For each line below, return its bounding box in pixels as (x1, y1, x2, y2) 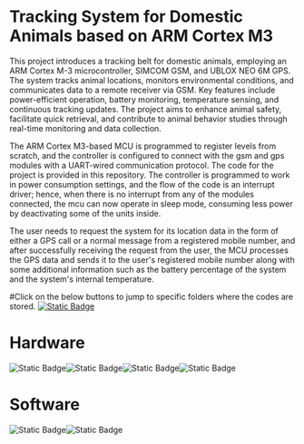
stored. (9, 301, 36, 312)
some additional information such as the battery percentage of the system (9, 264, 287, 275)
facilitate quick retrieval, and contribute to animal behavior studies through (9, 113, 288, 124)
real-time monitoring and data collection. (9, 122, 162, 133)
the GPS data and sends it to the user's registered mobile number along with (9, 254, 295, 265)
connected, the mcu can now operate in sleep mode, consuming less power (9, 198, 293, 209)
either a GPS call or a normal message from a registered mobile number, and (9, 235, 296, 246)
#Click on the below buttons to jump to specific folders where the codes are (9, 291, 293, 302)
